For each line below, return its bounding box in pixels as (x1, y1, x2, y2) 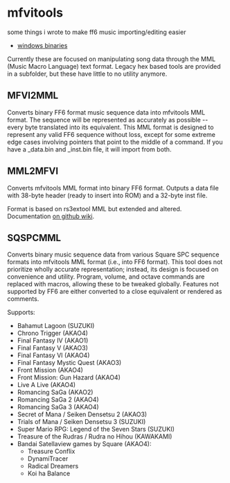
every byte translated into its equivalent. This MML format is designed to (7, 123, 214, 131)
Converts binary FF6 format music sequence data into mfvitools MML (7, 108, 206, 116)
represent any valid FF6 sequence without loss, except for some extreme (7, 130, 216, 138)
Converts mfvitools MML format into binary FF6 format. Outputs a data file (7, 183, 220, 192)
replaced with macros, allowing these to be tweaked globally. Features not (7, 280, 220, 288)
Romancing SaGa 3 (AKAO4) (17, 403, 99, 411)
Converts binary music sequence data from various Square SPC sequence (7, 250, 220, 259)
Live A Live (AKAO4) (17, 381, 76, 389)
